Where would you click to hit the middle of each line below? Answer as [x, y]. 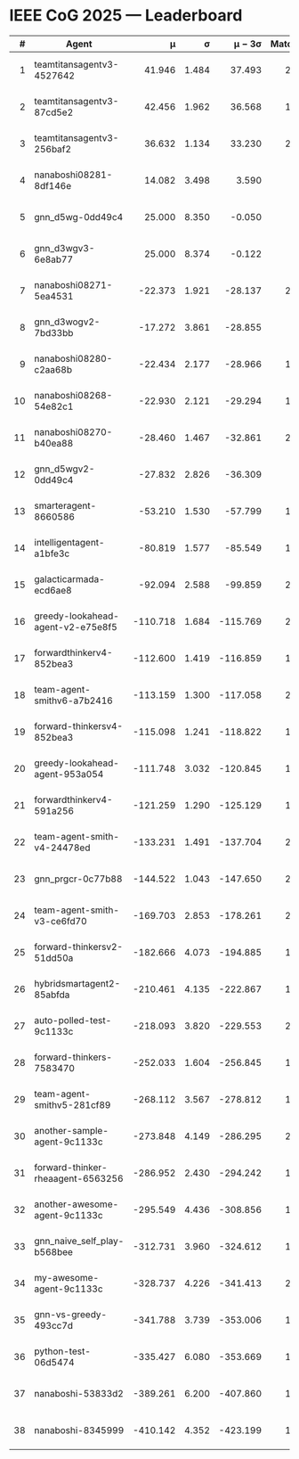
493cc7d [54, 1325]
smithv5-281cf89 [73, 1104]
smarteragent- [65, 505]
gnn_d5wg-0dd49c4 [79, 217]
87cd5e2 [54, 112]
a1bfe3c [52, 553]
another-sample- [72, 1130]
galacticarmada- [69, 578]
